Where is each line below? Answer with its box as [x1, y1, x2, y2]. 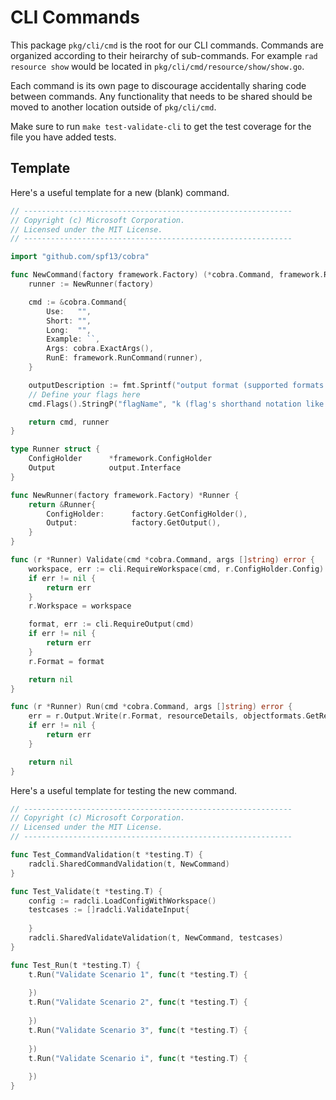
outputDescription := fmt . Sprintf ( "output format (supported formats [28, 380, 325, 390]
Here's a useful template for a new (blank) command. [10, 186, 230, 198]
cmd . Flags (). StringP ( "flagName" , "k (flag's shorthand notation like [28, 399, 325, 409]
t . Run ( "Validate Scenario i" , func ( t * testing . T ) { [28, 1053, 248, 1063]
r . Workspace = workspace [28, 601, 132, 611]
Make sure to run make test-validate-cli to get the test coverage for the [10, 120, 312, 132]
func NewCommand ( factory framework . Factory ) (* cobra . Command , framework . [10, 270, 325, 280]
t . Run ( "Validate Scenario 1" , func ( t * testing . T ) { [28, 969, 248, 980]
